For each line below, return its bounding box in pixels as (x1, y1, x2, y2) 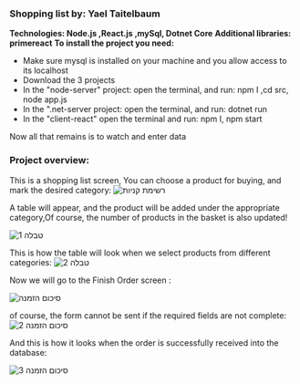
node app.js (22, 94, 67, 105)
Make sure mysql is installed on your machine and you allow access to (22, 56, 287, 67)
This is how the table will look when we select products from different (9, 247, 271, 258)
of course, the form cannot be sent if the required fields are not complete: (9, 309, 287, 321)
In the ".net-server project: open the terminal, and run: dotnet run (22, 104, 267, 115)
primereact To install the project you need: (9, 37, 175, 48)
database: (9, 347, 47, 358)
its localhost (22, 65, 68, 76)
